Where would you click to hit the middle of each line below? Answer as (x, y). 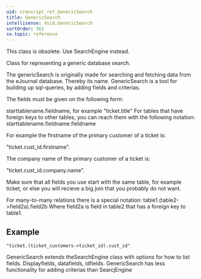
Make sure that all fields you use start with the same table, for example (94, 182)
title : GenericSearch (33, 17)
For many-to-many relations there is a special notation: (74, 200)
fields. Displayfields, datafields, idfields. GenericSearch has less (86, 263)
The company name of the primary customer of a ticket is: (78, 159)
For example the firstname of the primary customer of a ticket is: (86, 136)
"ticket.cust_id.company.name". (46, 171)
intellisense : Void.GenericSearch (50, 23)
